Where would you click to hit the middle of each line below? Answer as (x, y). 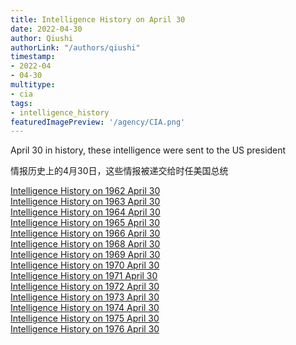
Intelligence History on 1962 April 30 (85, 191)
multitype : (33, 85)
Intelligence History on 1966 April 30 (85, 233)
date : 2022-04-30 (46, 29)
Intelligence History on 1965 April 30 (85, 223)
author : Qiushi (42, 38)
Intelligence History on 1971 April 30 (84, 276)
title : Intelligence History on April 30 (98, 19)
